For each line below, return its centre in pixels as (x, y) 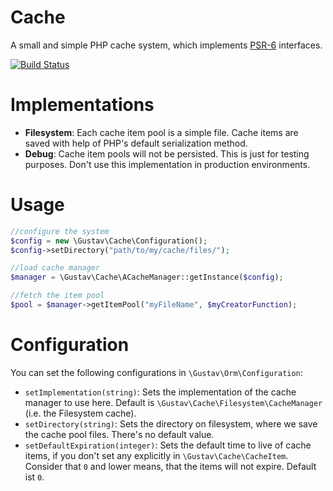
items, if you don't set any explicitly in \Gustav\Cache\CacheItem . (156, 455)
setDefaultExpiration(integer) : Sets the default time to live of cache (168, 445)
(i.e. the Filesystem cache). (80, 413)
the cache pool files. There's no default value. (119, 434)
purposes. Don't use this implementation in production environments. (167, 164)
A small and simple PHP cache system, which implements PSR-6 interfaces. (166, 45)
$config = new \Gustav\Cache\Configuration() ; (109, 241)
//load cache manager (55, 268)
